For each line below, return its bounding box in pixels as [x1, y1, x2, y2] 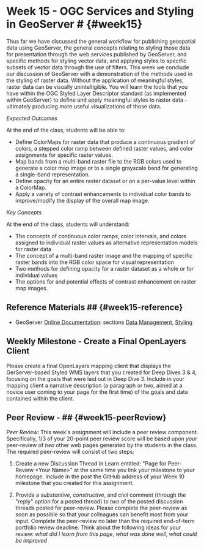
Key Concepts [6, 208, 42, 216]
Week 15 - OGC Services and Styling [6, 4, 194, 18]
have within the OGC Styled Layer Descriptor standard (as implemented [6, 89, 186, 97]
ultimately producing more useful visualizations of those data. [6, 102, 162, 110]
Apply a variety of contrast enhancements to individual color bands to [15, 190, 191, 197]
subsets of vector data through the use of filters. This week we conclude [6, 63, 189, 71]
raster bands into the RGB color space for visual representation [15, 258, 174, 266]
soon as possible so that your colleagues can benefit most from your [15, 511, 189, 518]
